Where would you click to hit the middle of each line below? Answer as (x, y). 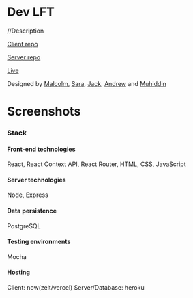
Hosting (19, 272)
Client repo (23, 44)
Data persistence (32, 211)
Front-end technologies (42, 149)
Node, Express (28, 195)
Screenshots (44, 112)
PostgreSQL (24, 226)
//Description (26, 31)
